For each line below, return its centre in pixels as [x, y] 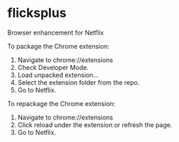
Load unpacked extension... [58, 75]
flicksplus [37, 13]
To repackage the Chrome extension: [61, 103]
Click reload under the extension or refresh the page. [95, 124]
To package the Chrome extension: [58, 46]
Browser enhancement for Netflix [56, 32]
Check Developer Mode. [53, 67]
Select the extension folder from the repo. [79, 82]
